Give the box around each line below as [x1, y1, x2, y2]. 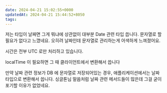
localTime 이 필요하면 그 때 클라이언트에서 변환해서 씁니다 [5, 59, 120, 65]
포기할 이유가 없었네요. [5, 82, 50, 88]
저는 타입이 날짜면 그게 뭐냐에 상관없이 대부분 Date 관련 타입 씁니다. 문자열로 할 [5, 31, 162, 37]
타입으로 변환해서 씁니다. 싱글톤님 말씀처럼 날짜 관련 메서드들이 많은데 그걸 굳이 [5, 76, 162, 82]
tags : [5, 17, 17, 22]
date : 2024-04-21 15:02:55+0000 [5, 7, 73, 13]
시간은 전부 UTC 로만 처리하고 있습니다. [5, 49, 83, 55]
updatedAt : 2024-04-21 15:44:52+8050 [5, 12, 85, 17]
